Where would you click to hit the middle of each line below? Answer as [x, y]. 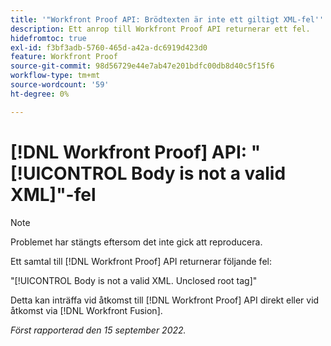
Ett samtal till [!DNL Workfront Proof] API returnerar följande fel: [141, 261]
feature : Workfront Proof [64, 57]
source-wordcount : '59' [60, 85]
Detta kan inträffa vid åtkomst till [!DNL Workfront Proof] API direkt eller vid [165, 300]
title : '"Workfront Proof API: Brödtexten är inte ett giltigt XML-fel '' [167, 19]
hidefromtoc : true [48, 38]
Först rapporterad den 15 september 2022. [98, 330]
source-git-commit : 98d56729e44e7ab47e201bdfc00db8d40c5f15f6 [142, 66]
